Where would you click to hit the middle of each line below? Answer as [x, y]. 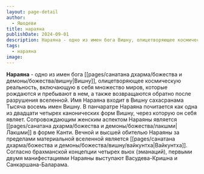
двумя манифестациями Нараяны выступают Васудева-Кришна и [92, 158]
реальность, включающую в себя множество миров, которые [87, 87]
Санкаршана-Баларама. [38, 164]
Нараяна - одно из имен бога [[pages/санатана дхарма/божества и [94, 74]
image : [15, 57]
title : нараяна [25, 29]
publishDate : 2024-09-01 [38, 35]
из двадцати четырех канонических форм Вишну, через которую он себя [102, 113]
